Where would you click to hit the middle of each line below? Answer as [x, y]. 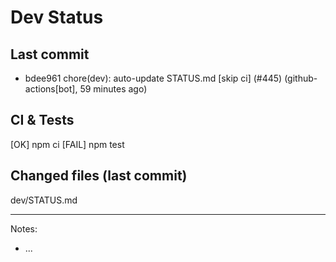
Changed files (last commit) [99, 176]
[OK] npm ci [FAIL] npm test [67, 144]
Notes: [24, 228]
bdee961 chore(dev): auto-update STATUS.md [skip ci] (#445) [153, 78]
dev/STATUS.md [44, 200]
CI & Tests [42, 120]
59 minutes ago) [113, 89]
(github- [301, 78]
